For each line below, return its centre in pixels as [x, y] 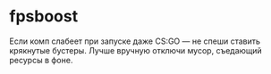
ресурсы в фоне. [41, 60]
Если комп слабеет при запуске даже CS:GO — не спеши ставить [135, 41]
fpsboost [44, 16]
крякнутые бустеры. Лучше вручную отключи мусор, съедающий [135, 50]
